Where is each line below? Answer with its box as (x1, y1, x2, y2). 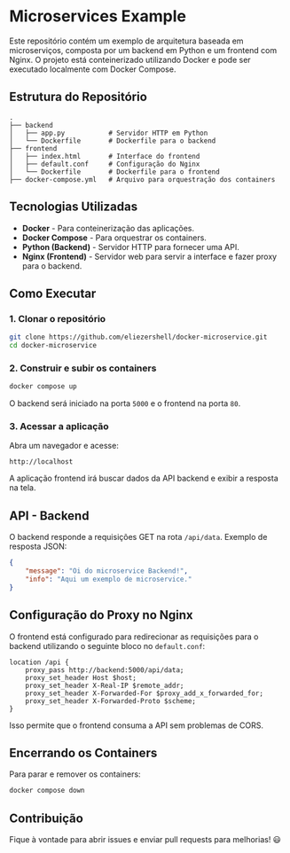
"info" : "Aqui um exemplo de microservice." (25, 575, 192, 584)
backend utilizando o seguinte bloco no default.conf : (9, 640, 206, 651)
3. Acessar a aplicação (9, 420, 109, 433)
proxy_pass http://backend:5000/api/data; (25, 665, 184, 675)
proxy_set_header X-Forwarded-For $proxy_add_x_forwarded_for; (25, 689, 264, 698)
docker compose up (9, 382, 77, 391)
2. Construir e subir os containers (9, 362, 157, 374)
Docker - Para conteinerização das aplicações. (21, 223, 195, 233)
